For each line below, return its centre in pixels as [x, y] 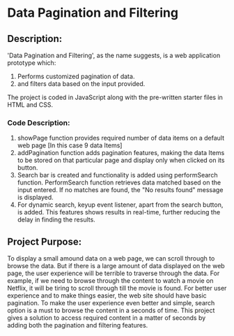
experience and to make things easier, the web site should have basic [107, 295]
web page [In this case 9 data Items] [70, 145]
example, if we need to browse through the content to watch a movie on [110, 281]
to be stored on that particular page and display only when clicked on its [121, 160]
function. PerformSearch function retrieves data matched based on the [119, 182]
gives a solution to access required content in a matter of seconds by [107, 318]
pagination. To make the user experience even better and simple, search [111, 303]
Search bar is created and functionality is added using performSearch [117, 175]
